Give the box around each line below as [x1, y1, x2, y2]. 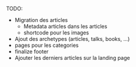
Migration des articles [14, 17, 68, 23]
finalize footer [14, 48, 49, 55]
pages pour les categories [14, 42, 79, 49]
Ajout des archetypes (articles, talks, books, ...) [14, 36, 130, 42]
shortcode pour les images [23, 29, 89, 36]
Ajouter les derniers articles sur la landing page [14, 55, 130, 61]
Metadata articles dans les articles [23, 23, 108, 30]
